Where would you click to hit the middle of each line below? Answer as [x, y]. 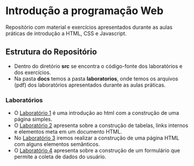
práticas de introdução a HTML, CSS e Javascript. [66, 33]
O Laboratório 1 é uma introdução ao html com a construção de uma [96, 113]
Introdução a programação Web [85, 11]
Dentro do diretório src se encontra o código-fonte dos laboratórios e [98, 66]
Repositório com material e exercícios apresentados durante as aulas [89, 27]
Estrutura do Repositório [51, 52]
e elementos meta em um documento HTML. [68, 132]
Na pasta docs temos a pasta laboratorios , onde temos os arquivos [96, 78]
